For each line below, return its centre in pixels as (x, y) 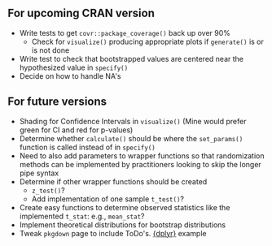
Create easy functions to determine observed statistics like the (125, 207)
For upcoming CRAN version (81, 13)
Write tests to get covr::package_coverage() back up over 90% (125, 32)
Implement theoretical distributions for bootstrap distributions (123, 224)
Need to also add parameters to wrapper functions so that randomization (142, 155)
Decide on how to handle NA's (70, 76)
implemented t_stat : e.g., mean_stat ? (82, 216)
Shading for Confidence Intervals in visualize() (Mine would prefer (133, 121)
